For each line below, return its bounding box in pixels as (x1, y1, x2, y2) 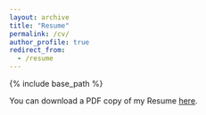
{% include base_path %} (9, 79, 103, 88)
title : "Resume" (9, 21, 70, 30)
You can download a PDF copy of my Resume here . (9, 96, 198, 106)
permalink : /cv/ (9, 29, 70, 38)
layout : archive (9, 12, 70, 22)
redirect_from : (9, 46, 66, 55)
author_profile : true (9, 37, 90, 47)
